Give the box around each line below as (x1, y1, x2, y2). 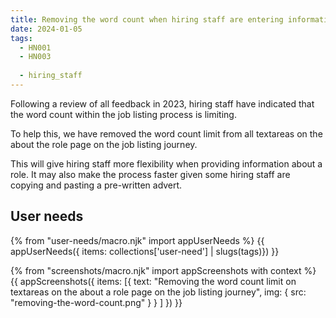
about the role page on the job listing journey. (10, 138, 198, 150)
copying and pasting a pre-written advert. (10, 179, 183, 191)
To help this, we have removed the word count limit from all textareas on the (10, 127, 323, 140)
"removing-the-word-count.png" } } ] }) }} (10, 296, 183, 308)
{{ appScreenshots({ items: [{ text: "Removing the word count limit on (10, 275, 297, 287)
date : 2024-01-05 (10, 24, 83, 34)
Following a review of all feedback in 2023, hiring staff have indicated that (10, 97, 315, 110)
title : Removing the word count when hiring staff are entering (10, 14, 284, 25)
